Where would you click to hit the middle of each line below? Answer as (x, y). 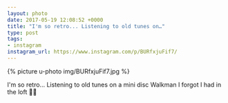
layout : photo (28, 13)
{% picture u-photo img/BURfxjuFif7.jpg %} (68, 71)
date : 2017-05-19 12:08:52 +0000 (55, 20)
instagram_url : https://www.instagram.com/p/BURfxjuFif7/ (92, 52)
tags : (15, 39)
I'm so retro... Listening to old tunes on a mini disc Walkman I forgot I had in (114, 84)
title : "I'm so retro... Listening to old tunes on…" (86, 26)
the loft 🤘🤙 (22, 92)
